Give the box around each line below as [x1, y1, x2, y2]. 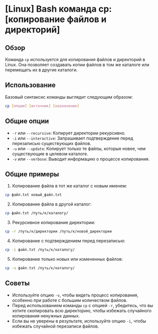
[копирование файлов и [5, 14, 107, 25]
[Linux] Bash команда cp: [5, 3, 112, 15]
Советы [5, 279, 30, 288]
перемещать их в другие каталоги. [5, 67, 78, 73]
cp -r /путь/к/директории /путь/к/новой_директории [5, 229, 112, 234]
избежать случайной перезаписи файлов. [12, 323, 99, 329]
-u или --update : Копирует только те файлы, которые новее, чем [12, 146, 146, 151]
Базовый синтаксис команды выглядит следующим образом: [5, 94, 133, 100]
